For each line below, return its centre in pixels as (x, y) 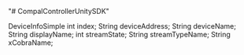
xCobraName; (31, 43)
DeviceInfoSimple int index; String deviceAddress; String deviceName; (122, 26)
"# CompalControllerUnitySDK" (59, 11)
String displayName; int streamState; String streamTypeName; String (119, 34)
